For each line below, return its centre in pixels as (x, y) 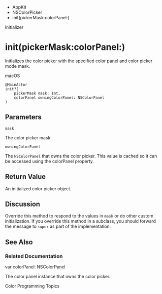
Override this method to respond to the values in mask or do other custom (79, 216)
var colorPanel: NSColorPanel (35, 267)
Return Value (25, 177)
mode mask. (18, 66)
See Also (19, 242)
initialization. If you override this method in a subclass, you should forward (81, 221)
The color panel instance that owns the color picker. (58, 277)
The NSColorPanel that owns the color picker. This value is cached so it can (81, 156)
